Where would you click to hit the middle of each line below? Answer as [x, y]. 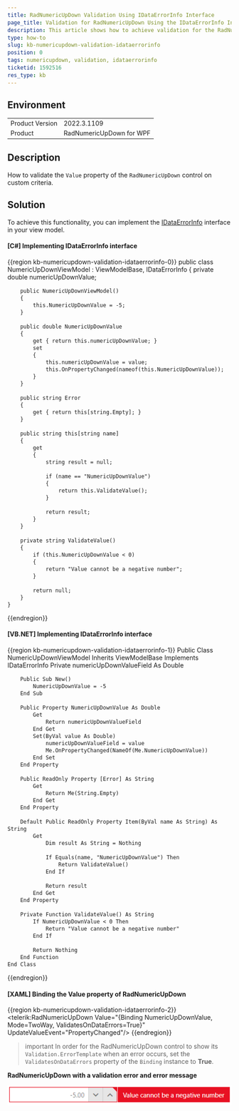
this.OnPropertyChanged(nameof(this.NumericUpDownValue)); [134, 369]
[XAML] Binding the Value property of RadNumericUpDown [97, 994]
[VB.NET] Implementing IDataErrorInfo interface [80, 634]
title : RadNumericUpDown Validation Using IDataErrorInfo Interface [111, 15]
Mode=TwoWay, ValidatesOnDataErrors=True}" [76, 1025]
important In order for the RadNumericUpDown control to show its [121, 1046]
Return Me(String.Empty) [82, 793]
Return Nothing [55, 950]
